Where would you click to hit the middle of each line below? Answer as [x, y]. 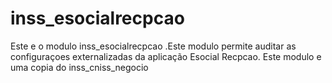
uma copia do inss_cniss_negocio [79, 67]
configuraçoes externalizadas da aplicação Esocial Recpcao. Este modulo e [166, 56]
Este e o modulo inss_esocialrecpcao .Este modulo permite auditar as [153, 46]
